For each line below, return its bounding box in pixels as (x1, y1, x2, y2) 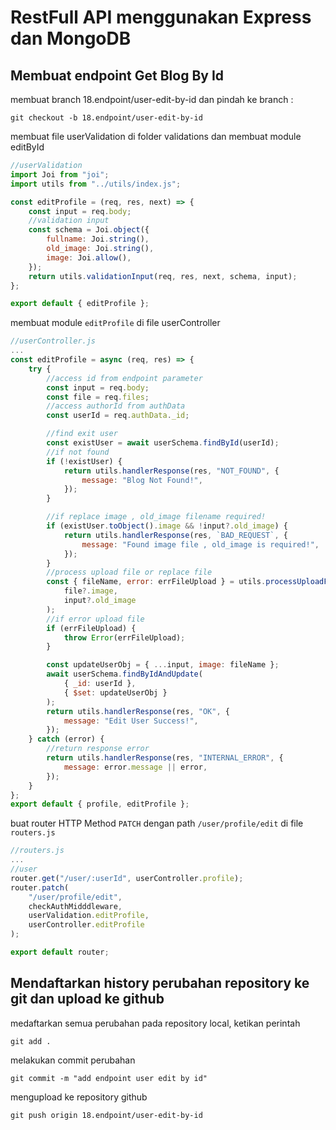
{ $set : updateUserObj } (63, 687, 168, 698)
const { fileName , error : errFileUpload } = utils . (46, 577, 267, 587)
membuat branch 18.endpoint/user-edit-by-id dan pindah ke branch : (10, 94, 294, 105)
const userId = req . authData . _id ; (46, 411, 190, 421)
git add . (10, 1036, 52, 1046)
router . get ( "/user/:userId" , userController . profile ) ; (10, 873, 244, 883)
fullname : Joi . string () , (46, 234, 150, 245)
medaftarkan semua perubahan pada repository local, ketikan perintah (10, 1017, 301, 1029)
